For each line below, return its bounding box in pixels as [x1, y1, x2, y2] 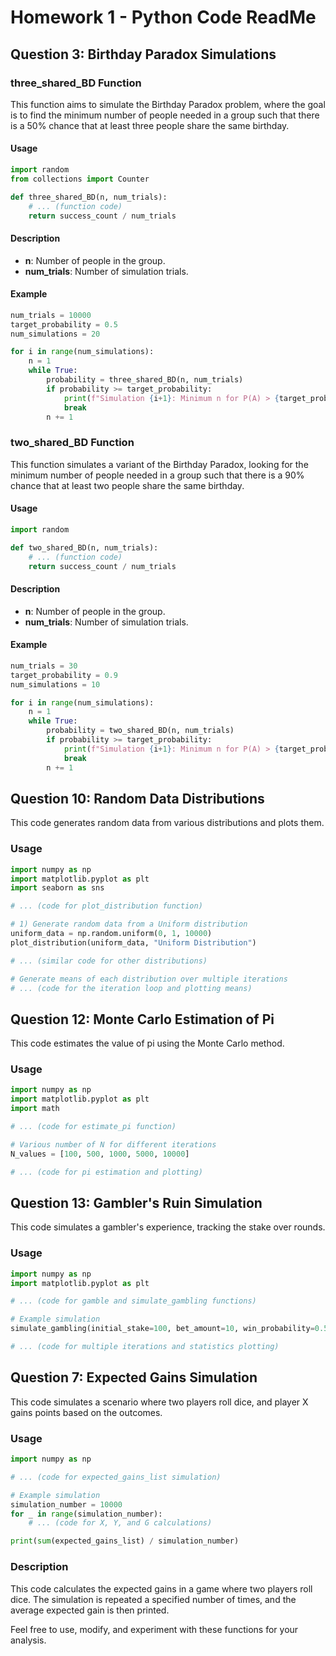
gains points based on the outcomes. [10, 1406, 163, 1418]
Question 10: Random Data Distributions [10, 790, 265, 807]
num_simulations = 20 [10, 329, 101, 339]
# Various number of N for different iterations [10, 1139, 217, 1150]
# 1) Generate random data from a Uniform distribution [10, 919, 248, 930]
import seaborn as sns [10, 883, 105, 893]
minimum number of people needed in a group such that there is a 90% [10, 469, 305, 481]
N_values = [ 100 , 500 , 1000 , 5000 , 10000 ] [10, 1149, 190, 1159]
